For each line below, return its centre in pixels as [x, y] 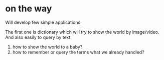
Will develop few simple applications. [43, 22]
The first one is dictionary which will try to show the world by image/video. [82, 32]
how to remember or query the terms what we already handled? [78, 52]
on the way [29, 9]
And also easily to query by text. [38, 37]
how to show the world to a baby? [47, 47]
